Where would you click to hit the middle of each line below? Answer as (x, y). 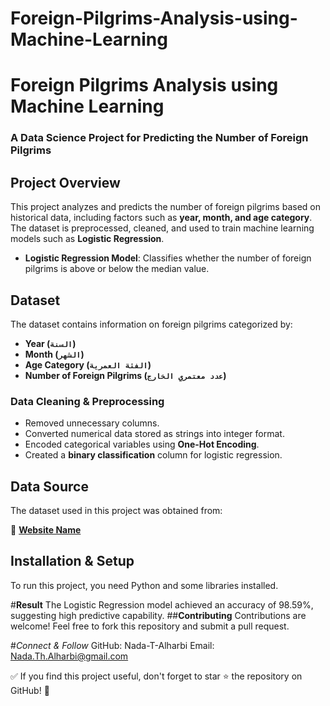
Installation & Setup (72, 561)
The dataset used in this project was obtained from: (116, 511)
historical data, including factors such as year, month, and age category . (161, 218)
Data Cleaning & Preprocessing (87, 401)
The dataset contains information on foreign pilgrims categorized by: (151, 324)
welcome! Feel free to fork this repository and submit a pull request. (150, 626)
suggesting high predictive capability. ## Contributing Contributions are (158, 615)
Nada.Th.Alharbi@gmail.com (69, 656)
